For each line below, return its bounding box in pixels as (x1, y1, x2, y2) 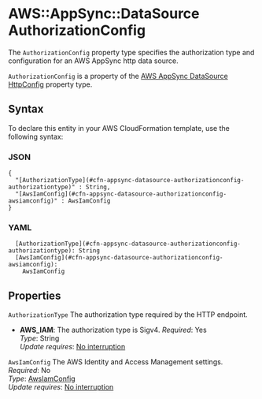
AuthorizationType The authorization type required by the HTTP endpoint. (8, 310, 248, 319)
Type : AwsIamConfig (8, 374, 76, 383)
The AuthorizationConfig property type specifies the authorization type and (8, 47, 255, 57)
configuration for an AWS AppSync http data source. (8, 56, 179, 65)
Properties (8, 289, 61, 302)
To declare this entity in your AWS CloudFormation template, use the (8, 123, 230, 132)
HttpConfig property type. (8, 80, 93, 89)
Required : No (8, 366, 51, 375)
